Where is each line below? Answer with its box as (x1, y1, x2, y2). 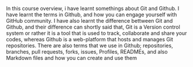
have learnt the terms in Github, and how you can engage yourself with (6, 11, 177, 18)
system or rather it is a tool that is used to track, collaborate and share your (6, 30, 187, 37)
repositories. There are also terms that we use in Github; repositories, (6, 42, 174, 49)
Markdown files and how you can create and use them (6, 55, 137, 61)
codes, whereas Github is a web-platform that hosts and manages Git (6, 36, 174, 43)
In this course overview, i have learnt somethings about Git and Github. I (6, 5, 180, 12)
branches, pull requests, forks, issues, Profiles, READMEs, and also (6, 48, 168, 55)
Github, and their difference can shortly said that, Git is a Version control (6, 23, 180, 30)
